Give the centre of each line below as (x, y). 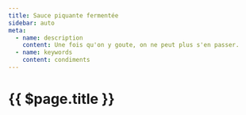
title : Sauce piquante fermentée (63, 15)
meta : (17, 30)
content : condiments (56, 60)
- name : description (49, 38)
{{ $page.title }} (61, 99)
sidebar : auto (32, 23)
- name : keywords (44, 52)
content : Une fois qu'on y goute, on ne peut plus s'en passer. (131, 45)
